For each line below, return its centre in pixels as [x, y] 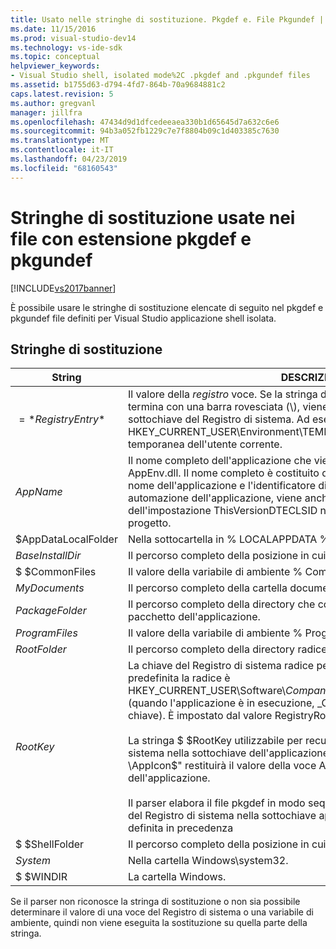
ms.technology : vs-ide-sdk [66, 47]
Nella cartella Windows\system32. [208, 861]
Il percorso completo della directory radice [227, 649]
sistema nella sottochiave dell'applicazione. [229, 753]
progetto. [149, 523]
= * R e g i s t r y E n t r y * [62, 419]
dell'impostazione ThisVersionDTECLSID [222, 511]
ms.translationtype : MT [60, 141]
